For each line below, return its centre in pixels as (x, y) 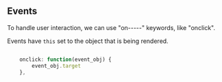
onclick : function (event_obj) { (65, 59)
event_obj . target (56, 66)
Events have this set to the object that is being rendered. (88, 41)
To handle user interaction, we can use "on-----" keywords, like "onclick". (111, 27)
